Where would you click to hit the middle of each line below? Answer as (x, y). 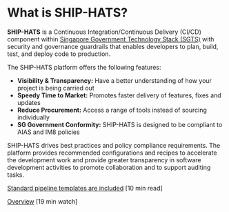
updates (29, 102)
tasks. (16, 175)
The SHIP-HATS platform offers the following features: (84, 67)
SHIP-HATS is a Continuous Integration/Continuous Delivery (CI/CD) (104, 32)
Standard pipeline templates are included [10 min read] (85, 188)
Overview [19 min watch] (42, 201)
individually (33, 117)
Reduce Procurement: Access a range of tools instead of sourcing (112, 110)
